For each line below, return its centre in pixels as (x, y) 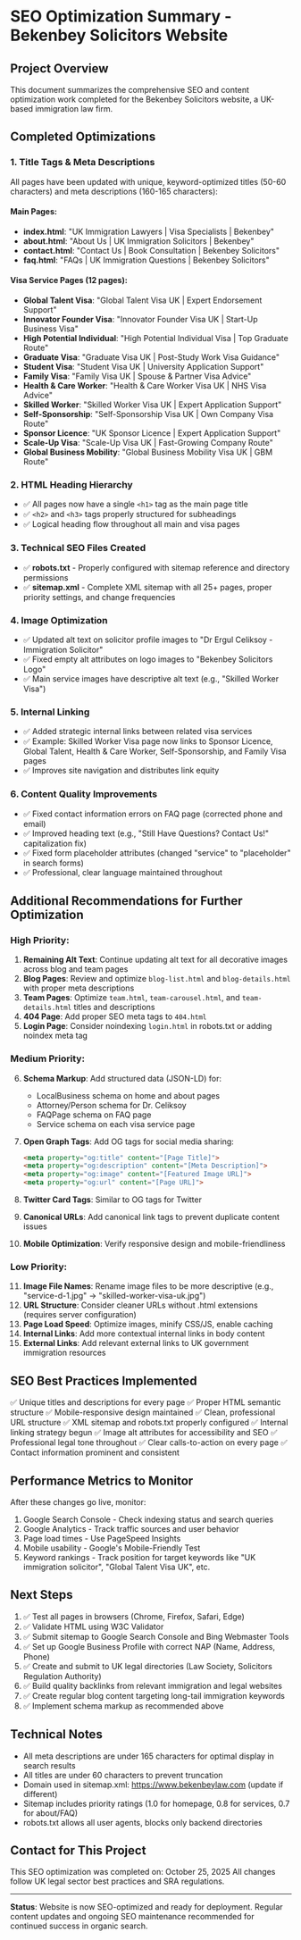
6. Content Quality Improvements (84, 794)
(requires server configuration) (79, 1315)
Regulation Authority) (62, 1676)
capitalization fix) (55, 843)
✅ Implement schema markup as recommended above (123, 1706)
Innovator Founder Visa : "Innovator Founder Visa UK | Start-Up (140, 320)
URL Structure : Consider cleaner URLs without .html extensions (140, 1305)
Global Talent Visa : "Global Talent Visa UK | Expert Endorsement (142, 300)
